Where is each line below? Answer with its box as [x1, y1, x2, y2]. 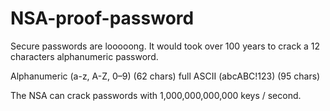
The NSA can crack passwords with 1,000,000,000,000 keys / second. [10, 89, 302, 101]
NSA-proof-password [10, 7, 195, 30]
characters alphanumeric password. [10, 50, 159, 62]
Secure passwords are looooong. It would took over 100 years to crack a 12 [10, 40, 321, 52]
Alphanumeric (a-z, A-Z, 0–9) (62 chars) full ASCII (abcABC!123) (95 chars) [10, 70, 321, 82]
